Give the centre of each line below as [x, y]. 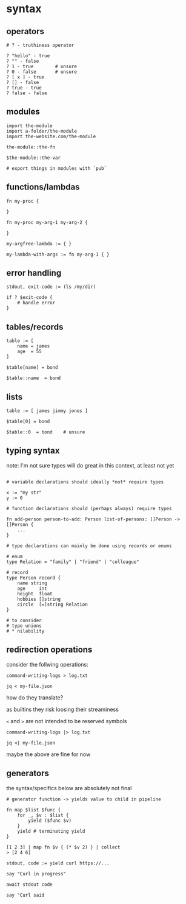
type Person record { [34, 578]
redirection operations [49, 650]
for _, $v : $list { [43, 815]
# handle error [36, 303]
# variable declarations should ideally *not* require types [85, 482]
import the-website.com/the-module [51, 136]
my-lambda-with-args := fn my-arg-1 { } [58, 254]
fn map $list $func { [34, 810]
